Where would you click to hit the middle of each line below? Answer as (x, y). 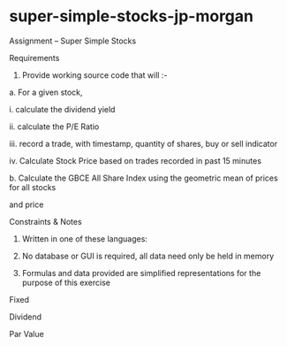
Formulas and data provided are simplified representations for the (141, 273)
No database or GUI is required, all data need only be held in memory (148, 256)
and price (26, 204)
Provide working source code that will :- (94, 75)
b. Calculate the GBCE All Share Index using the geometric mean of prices (143, 178)
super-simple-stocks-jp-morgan (132, 16)
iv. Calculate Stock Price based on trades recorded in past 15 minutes (136, 160)
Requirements (34, 58)
